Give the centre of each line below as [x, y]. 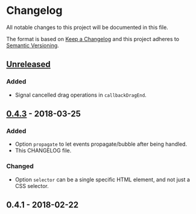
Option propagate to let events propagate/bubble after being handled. [101, 144]
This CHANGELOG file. [43, 151]
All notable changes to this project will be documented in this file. [87, 27]
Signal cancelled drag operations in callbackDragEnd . [81, 95]
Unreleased [29, 64]
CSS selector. [32, 186]
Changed [20, 166]
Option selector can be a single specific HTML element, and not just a [102, 180]
